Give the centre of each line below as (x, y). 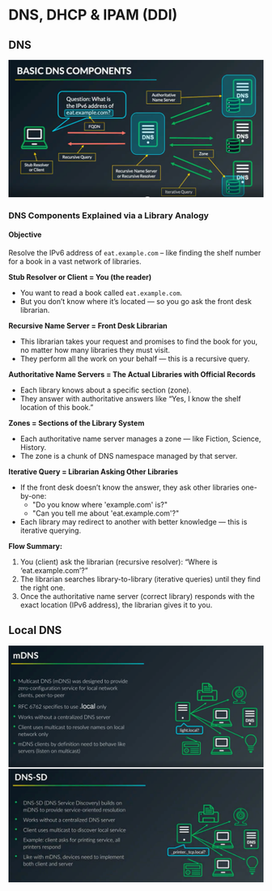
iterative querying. (51, 530)
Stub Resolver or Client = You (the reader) (80, 276)
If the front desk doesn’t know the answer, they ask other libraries (130, 487)
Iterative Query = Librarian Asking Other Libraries (93, 471)
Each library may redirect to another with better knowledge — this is (134, 521)
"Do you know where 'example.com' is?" (100, 504)
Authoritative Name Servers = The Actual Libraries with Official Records (132, 374)
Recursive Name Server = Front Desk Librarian (88, 325)
